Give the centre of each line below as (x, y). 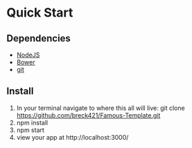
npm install (32, 122)
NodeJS (28, 55)
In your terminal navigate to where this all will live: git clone (101, 108)
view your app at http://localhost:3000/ (72, 137)
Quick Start (40, 13)
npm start (30, 130)
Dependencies (38, 38)
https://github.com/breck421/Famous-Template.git (88, 115)
